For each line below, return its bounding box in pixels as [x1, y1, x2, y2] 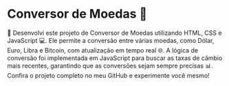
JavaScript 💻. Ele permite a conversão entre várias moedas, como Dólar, [7, 36, 215, 44]
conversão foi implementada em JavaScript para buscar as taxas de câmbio [7, 54, 223, 62]
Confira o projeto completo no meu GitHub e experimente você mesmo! [7, 71, 210, 79]
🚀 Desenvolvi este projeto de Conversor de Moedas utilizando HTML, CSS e [7, 29, 222, 37]
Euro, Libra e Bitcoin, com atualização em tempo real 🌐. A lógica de [7, 46, 198, 54]
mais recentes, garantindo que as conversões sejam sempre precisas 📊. [7, 61, 213, 70]
